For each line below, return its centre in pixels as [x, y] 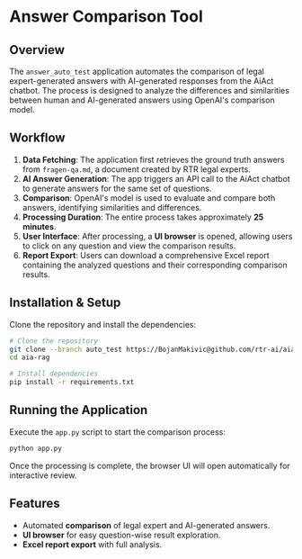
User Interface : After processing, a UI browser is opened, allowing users [157, 236]
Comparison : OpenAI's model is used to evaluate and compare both [149, 198]
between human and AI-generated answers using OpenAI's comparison [142, 100]
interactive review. [43, 475]
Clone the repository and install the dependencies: [103, 324]
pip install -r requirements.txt [72, 383]
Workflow [37, 138]
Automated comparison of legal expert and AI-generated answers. [146, 525]
